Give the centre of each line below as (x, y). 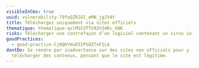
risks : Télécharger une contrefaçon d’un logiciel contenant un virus (95, 34)
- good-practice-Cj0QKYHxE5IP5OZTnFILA (61, 45)
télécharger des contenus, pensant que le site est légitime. (90, 56)
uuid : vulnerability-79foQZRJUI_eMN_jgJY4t (61, 17)
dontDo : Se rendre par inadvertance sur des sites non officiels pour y (98, 50)
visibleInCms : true (30, 12)
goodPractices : (25, 39)
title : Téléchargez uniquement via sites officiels (71, 22)
